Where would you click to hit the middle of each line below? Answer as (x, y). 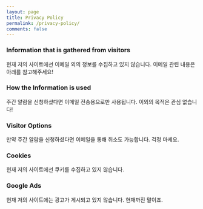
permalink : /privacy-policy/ (43, 23)
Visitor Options (29, 125)
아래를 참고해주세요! (30, 72)
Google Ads (24, 186)
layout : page (23, 12)
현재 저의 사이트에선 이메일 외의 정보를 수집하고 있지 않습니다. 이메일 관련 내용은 (101, 64)
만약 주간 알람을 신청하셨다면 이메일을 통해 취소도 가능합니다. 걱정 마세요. (93, 140)
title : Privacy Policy (35, 18)
